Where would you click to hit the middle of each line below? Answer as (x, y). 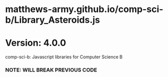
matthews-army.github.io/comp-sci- (84, 9)
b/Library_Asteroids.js (53, 20)
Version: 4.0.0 (36, 43)
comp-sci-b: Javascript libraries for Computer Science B (64, 57)
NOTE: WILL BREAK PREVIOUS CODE (51, 70)
